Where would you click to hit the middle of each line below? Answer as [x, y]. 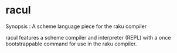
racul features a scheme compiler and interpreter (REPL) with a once [88, 37]
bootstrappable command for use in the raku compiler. [71, 44]
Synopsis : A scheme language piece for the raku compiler [76, 26]
